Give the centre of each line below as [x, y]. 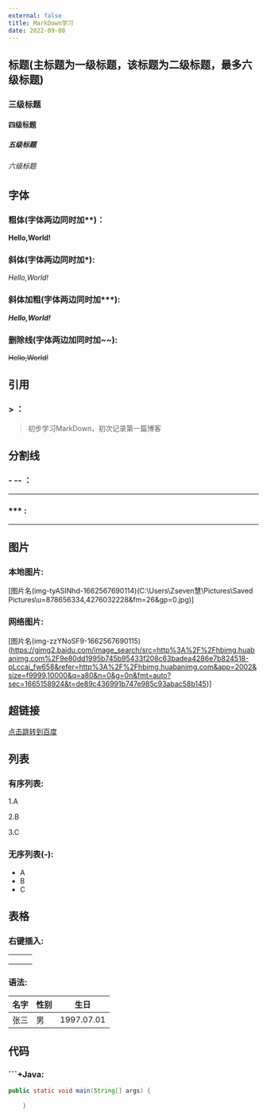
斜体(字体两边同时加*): [52, 260]
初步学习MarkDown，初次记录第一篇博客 [94, 428]
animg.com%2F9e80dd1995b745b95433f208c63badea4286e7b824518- [128, 658]
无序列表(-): [31, 855]
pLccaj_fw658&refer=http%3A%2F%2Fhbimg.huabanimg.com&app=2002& [132, 667]
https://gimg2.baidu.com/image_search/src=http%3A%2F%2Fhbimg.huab [133, 649]
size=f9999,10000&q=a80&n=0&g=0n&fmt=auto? [90, 675]
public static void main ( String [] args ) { [79, 1091]
